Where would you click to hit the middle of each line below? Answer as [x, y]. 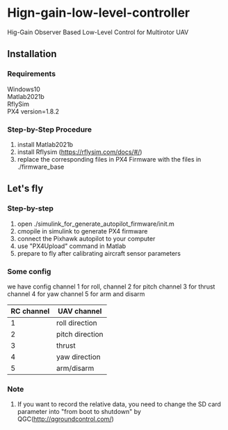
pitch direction [80, 334]
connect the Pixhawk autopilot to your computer [86, 238]
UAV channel [80, 311]
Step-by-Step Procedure [50, 129]
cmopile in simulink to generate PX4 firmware [82, 231]
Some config [29, 271]
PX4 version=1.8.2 [33, 111]
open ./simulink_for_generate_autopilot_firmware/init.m [96, 224]
